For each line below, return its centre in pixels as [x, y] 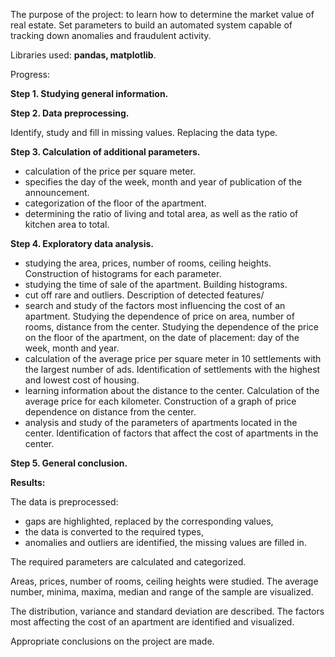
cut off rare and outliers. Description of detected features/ [144, 295]
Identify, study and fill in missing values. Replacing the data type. [144, 132]
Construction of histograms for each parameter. [123, 273]
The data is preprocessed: [64, 502]
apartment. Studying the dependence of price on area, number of [159, 316]
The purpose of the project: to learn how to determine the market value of [162, 14]
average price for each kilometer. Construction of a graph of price [160, 401]
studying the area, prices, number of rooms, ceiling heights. [148, 263]
